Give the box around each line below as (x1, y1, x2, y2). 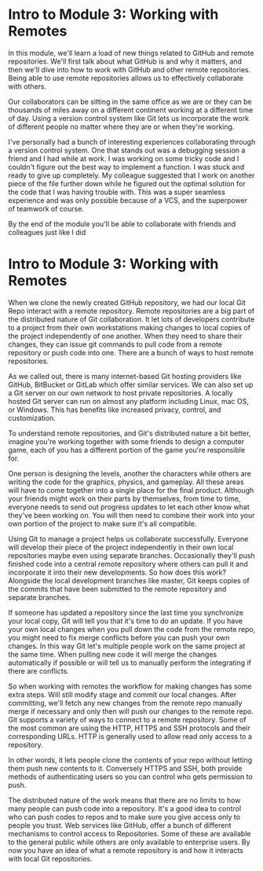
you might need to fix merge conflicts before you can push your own (8, 633, 230, 642)
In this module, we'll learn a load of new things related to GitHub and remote (8, 48, 254, 57)
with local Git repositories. (8, 854, 93, 863)
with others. (8, 81, 47, 91)
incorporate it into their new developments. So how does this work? (8, 568, 226, 577)
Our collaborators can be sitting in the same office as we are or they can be (8, 97, 253, 106)
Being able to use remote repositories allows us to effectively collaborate (8, 73, 243, 83)
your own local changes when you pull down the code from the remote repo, (8, 624, 256, 634)
